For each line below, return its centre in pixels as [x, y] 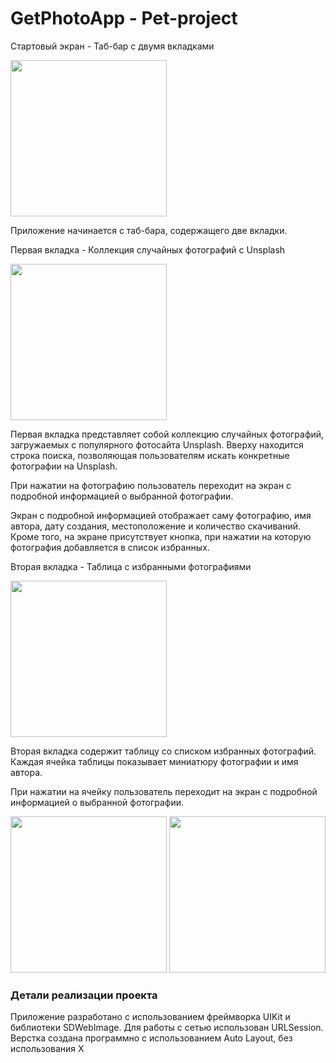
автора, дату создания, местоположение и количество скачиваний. [156, 526]
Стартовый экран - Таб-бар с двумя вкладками [112, 46]
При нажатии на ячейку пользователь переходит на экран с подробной [164, 791]
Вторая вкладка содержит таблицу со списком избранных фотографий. [163, 751]
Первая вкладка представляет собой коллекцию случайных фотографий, [167, 434]
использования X [47, 1049]
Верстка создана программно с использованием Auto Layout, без [151, 1038]
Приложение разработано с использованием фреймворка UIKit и [150, 1017]
